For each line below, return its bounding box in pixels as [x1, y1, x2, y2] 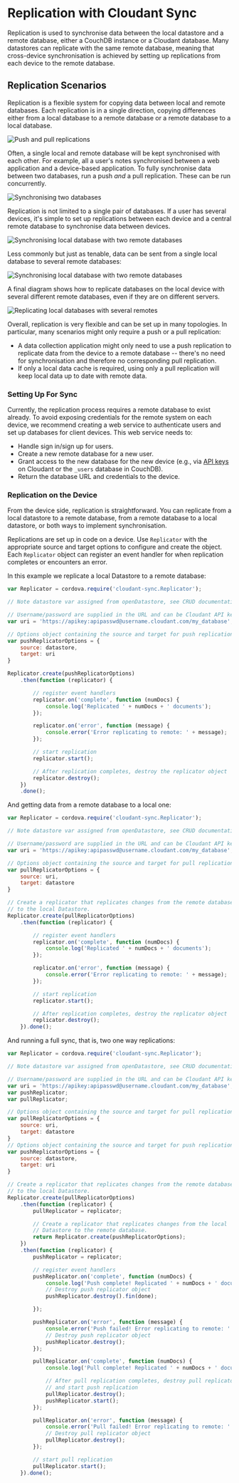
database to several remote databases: [7, 257, 122, 265]
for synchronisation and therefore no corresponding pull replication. [17, 356, 217, 365]
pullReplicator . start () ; [33, 1462, 107, 1469]
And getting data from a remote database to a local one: [7, 800, 171, 810]
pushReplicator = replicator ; [33, 1253, 122, 1261]
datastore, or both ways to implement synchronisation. [7, 522, 167, 530]
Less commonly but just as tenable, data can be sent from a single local [7, 249, 218, 258]
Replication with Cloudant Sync [7, 5, 197, 21]
